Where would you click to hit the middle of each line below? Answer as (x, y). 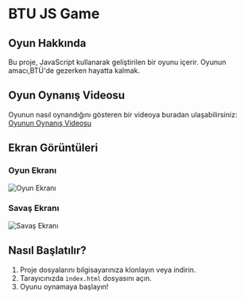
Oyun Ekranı (33, 171)
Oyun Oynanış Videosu (67, 96)
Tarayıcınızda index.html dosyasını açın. (86, 278)
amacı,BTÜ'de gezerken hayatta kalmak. (74, 71)
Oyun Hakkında (47, 43)
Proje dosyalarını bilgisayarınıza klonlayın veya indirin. (108, 270)
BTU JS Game (54, 14)
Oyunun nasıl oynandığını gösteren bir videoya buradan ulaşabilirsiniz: (123, 114)
